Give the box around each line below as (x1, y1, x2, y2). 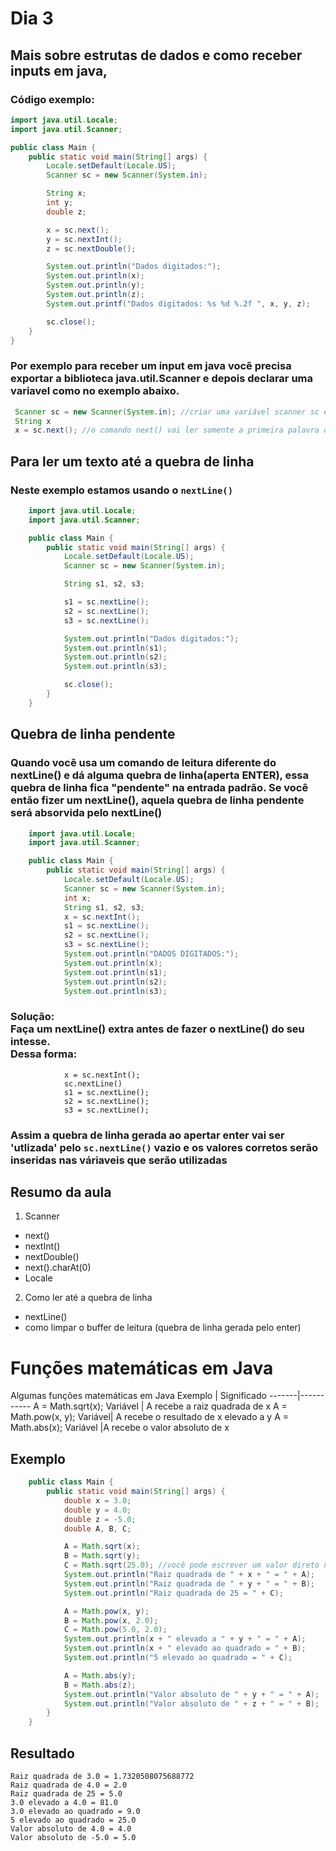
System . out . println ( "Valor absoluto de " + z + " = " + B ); (63, 1698, 320, 1709)
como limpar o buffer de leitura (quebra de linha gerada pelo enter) (24, 1322, 302, 1334)
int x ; (63, 893, 92, 903)
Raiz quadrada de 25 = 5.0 (10, 1789, 123, 1799)
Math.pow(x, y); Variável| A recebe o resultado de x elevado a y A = (10, 1411, 289, 1423)
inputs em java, (10, 62, 108, 79)
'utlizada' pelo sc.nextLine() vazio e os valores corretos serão (10, 1140, 318, 1154)
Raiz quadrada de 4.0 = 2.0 (10, 1780, 128, 1791)
